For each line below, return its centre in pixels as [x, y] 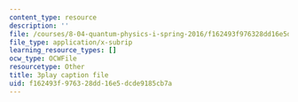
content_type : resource [53, 17]
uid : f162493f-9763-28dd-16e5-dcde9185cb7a [91, 83]
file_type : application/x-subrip [71, 42]
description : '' [39, 26]
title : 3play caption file [59, 75]
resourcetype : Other [47, 67]
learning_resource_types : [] [63, 51]
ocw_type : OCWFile [43, 59]
